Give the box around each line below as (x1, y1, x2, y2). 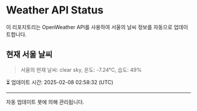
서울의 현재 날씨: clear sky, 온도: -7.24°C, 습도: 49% (20, 66, 142, 73)
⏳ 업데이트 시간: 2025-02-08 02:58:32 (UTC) (6, 78, 114, 85)
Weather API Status (6, 4, 104, 17)
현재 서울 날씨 (6, 50, 53, 60)
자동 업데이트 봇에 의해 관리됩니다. (6, 98, 84, 105)
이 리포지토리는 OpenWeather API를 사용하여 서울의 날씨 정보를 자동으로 (6, 23, 173, 30)
